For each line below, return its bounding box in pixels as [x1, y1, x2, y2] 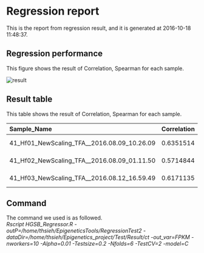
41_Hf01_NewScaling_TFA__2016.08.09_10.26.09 [9, 139, 156, 147]
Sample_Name [9, 125, 53, 133]
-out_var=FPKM [151, 234, 190, 241]
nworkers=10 [6, 240, 39, 248]
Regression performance [6, 49, 103, 59]
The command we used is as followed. [6, 214, 103, 221]
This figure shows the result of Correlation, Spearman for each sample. [6, 64, 184, 72]
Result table [6, 94, 53, 105]
